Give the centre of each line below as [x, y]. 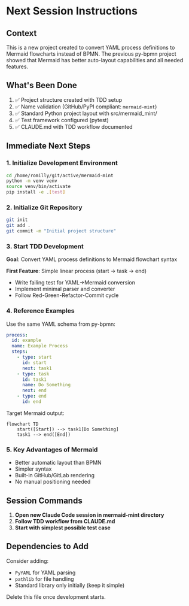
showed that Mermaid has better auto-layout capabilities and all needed [95, 60]
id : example [27, 340]
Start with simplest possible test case [63, 528]
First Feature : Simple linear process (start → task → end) [77, 271]
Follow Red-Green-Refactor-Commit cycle [67, 295]
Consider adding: [28, 560]
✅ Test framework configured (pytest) [62, 120]
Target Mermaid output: [35, 413]
